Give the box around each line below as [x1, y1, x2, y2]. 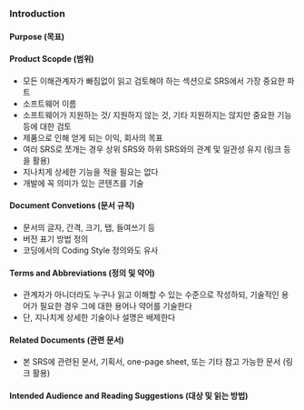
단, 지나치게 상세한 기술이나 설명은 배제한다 [22, 312, 176, 323]
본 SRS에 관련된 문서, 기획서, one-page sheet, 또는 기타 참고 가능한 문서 [22, 356, 281, 367]
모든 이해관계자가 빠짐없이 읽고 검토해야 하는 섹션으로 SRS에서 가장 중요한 [22, 75, 286, 86]
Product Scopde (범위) [9, 54, 94, 65]
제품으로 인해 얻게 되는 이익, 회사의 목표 [22, 132, 163, 143]
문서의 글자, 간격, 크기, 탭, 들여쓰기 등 [22, 222, 156, 233]
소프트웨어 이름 [22, 98, 77, 109]
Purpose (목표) [9, 31, 65, 42]
